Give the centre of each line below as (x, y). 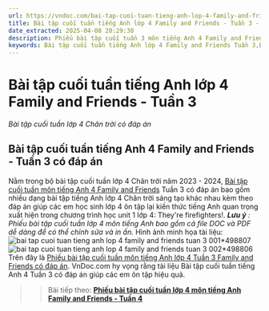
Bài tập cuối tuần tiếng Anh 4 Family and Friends (131, 149)
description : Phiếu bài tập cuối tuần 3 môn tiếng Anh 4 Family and (125, 38)
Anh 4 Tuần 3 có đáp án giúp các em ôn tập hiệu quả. (97, 274)
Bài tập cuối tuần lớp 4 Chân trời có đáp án (80, 124)
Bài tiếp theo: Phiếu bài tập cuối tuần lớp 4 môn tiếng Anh (145, 289)
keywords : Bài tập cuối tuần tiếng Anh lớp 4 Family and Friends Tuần (128, 46)
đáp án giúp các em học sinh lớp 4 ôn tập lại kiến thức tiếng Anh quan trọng (133, 206)
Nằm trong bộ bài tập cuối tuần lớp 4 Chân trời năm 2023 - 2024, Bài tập (128, 181)
